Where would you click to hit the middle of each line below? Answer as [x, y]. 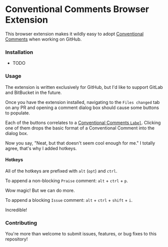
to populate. [18, 113]
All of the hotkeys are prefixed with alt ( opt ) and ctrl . [61, 171]
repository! [17, 239]
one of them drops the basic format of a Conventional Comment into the [80, 128]
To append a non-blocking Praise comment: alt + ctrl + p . [67, 180]
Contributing [21, 223]
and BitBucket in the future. [33, 92]
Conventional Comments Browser [77, 9]
